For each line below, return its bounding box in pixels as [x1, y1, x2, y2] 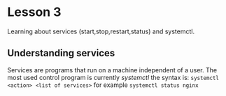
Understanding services [7, 47, 115, 59]
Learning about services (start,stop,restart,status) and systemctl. [7, 27, 195, 35]
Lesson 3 [7, 4, 62, 20]
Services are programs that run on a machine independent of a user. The [7, 65, 218, 74]
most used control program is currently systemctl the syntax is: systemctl [7, 73, 219, 81]
